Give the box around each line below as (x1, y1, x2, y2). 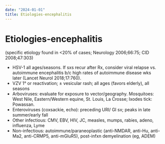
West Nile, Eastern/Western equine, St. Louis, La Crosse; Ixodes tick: (12, 96, 152, 102)
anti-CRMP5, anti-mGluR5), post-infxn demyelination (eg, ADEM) (24, 133, 156, 139)
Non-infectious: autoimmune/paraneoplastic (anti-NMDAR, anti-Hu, (12, 128, 150, 134)
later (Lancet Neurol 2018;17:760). (12, 75, 82, 81)
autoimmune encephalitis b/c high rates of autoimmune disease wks (12, 70, 152, 76)
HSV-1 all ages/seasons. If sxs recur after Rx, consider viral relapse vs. (12, 65, 157, 71)
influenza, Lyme (12, 123, 45, 129)
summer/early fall (12, 112, 48, 118)
